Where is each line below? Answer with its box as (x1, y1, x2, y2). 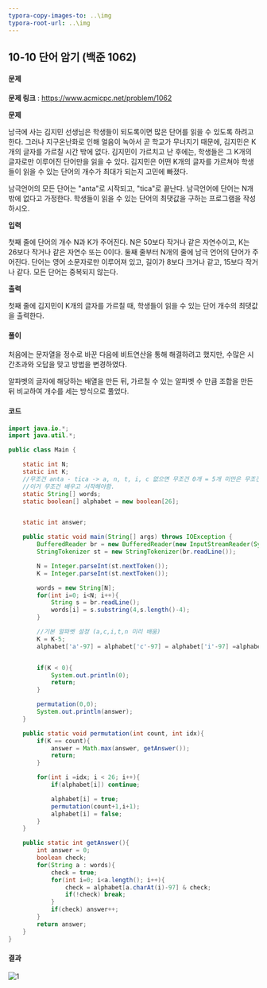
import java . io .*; (8, 424, 69, 432)
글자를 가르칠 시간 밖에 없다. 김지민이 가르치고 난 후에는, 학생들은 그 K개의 (22, 147, 252, 157)
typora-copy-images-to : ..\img (8, 11, 112, 20)
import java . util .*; (8, 432, 77, 440)
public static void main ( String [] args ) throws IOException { (22, 533, 233, 541)
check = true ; (50, 868, 98, 877)
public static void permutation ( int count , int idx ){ (22, 729, 204, 738)
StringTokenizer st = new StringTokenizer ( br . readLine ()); (37, 548, 237, 556)
